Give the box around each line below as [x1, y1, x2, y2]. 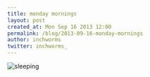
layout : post [7, 17, 46, 24]
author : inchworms [7, 36, 61, 43]
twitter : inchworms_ [7, 43, 68, 50]
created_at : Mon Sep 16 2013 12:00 [7, 23, 112, 30]
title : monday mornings [7, 10, 77, 17]
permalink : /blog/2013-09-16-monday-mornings [7, 29, 143, 37]
